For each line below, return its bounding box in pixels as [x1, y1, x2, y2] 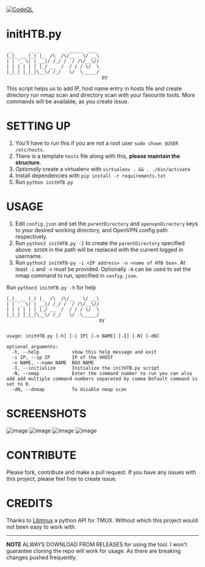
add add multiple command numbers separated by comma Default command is [6, 376, 198, 382]
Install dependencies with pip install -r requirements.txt [15, 172, 166, 179]
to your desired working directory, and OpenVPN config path [15, 226, 168, 233]
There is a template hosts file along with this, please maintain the [15, 152, 181, 159]
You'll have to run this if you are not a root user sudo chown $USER [15, 139, 179, 147]
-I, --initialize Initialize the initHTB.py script [12, 365, 160, 371]
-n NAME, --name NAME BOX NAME [12, 359, 95, 366]
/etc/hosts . [15, 145, 45, 153]
